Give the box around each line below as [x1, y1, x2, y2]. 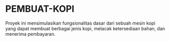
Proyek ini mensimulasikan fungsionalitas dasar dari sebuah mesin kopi [5, 20, 156, 26]
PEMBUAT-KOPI [5, 3, 75, 15]
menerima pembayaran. [5, 31, 56, 37]
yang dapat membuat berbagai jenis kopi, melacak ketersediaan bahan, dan [5, 25, 165, 31]
